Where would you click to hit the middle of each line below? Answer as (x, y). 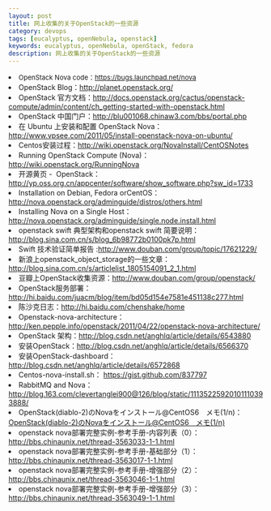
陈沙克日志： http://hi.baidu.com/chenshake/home (102, 307)
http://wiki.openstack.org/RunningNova (74, 164)
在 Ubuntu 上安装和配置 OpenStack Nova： (91, 126)
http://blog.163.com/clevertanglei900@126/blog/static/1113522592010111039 (136, 394)
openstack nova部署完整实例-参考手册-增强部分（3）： (109, 489)
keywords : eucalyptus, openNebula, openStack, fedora (101, 46)
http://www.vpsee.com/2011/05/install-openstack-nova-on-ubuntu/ (121, 135)
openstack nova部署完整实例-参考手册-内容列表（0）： (109, 432)
